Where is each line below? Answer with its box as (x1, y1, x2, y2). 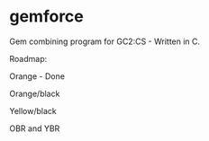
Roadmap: (9, 53, 48, 64)
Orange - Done (9, 70, 66, 82)
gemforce (9, 6, 84, 27)
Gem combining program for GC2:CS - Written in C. (9, 36, 201, 47)
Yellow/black (9, 105, 57, 116)
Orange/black (9, 88, 60, 99)
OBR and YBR (9, 123, 60, 134)
